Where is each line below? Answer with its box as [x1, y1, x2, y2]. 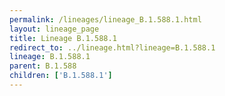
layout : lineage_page [9, 24, 100, 34]
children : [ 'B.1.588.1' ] [9, 71, 113, 81]
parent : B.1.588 [9, 61, 77, 71]
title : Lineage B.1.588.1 [9, 33, 117, 43]
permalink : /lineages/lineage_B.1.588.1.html [9, 14, 202, 25]
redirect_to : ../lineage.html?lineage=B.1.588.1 [9, 42, 216, 53]
